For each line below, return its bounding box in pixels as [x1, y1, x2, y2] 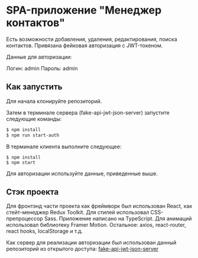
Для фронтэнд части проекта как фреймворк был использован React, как [6, 203, 193, 210]
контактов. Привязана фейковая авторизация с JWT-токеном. [6, 42, 163, 49]
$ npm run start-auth [6, 132, 60, 138]
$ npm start [6, 159, 35, 165]
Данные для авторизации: [6, 53, 72, 60]
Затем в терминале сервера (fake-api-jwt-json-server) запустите [6, 109, 170, 116]
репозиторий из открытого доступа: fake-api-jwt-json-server [6, 246, 158, 253]
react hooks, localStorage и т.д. [6, 228, 83, 235]
